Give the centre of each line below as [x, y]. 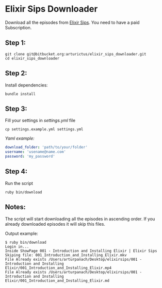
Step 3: [16, 109]
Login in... [17, 247]
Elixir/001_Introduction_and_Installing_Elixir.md [57, 281]
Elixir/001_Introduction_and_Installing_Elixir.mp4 [58, 268]
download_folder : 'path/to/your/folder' [47, 147]
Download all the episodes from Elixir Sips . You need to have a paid [72, 22]
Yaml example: [20, 138]
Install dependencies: [26, 85]
